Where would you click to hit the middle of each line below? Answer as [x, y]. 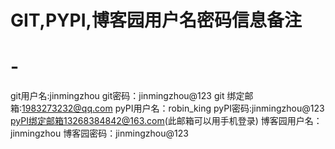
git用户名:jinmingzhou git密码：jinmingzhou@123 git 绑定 [127, 96]
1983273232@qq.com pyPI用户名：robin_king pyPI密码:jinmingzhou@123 [173, 108]
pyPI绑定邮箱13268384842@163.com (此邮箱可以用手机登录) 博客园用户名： [166, 121]
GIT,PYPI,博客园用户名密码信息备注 [156, 20]
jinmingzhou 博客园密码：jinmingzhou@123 [99, 133]
